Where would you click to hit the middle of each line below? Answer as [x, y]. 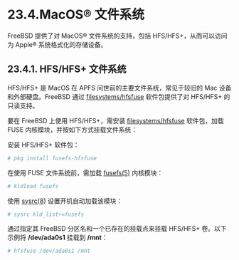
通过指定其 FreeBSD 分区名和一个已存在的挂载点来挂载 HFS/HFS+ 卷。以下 [117, 229]
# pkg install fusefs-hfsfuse [52, 158]
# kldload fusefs [33, 186]
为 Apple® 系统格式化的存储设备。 [57, 44]
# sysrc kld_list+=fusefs [46, 214]
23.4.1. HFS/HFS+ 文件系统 [67, 69]
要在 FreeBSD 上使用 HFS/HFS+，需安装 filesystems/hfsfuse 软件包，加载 [116, 120]
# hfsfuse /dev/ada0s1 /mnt [49, 251]
